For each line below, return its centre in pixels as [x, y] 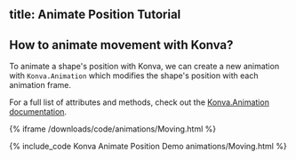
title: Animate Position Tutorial [95, 15]
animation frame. [40, 85]
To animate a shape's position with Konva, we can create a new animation [144, 67]
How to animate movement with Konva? [121, 45]
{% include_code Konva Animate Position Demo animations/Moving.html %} [148, 147]
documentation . [38, 112]
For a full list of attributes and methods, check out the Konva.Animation [139, 102]
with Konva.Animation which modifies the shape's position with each [134, 76]
